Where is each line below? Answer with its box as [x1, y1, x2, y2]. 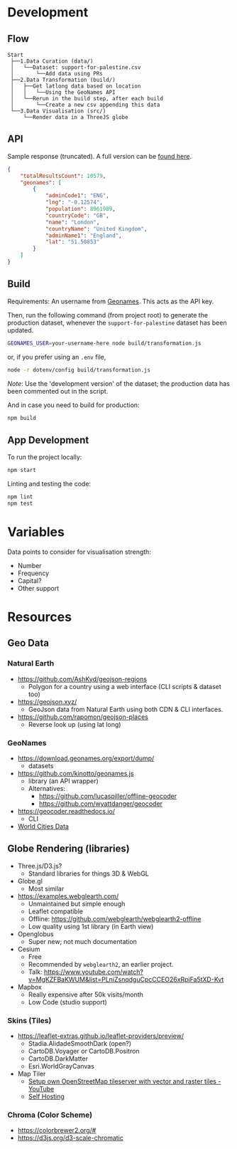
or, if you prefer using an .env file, [7, 352, 106, 361]
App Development [7, 434, 89, 446]
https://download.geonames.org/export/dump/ [17, 754, 155, 762]
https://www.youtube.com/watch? [43, 967, 144, 976]
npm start [7, 467, 37, 474]
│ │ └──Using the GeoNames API [10, 89, 116, 96]
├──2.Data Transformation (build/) [10, 76, 116, 83]
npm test [7, 500, 33, 507]
